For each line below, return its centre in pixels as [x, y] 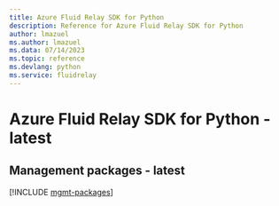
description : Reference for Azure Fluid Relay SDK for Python [126, 26]
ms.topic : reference [47, 59]
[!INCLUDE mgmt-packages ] [61, 192]
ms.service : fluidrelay [53, 75]
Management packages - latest [97, 171]
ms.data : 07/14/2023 [47, 51]
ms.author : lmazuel [45, 42]
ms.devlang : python [45, 67]
